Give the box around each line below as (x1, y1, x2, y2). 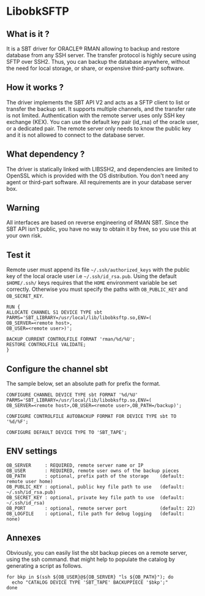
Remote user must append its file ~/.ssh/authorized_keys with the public (6, 266, 190, 274)
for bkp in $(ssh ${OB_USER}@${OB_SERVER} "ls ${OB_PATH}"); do (6, 574, 174, 580)
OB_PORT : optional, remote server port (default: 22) (6, 505, 196, 511)
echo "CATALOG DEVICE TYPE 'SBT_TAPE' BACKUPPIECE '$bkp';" (12, 579, 168, 586)
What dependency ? (6, 149, 85, 160)
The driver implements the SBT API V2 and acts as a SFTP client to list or (6, 98, 190, 106)
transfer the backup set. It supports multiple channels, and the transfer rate (6, 105, 196, 112)
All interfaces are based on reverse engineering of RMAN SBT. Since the (6, 219, 188, 226)
